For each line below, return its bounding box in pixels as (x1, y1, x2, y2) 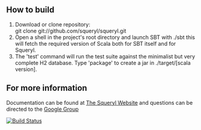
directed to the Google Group (6, 105, 79, 113)
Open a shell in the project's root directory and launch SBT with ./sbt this (14, 33, 196, 41)
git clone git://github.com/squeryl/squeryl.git (14, 27, 126, 34)
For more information (6, 83, 87, 93)
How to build (6, 5, 55, 15)
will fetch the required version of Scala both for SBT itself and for (14, 40, 176, 47)
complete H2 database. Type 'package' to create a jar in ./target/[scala (14, 59, 191, 66)
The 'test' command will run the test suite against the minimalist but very (14, 52, 196, 60)
